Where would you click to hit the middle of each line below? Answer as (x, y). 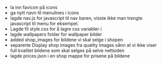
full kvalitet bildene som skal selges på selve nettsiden (67, 51)
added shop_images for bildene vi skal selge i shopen (66, 40)
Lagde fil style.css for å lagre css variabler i (56, 29)
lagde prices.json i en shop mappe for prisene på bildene (70, 56)
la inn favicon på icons (34, 7)
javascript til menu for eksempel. (44, 23)
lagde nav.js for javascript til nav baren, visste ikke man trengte (76, 18)
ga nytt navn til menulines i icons (45, 13)
